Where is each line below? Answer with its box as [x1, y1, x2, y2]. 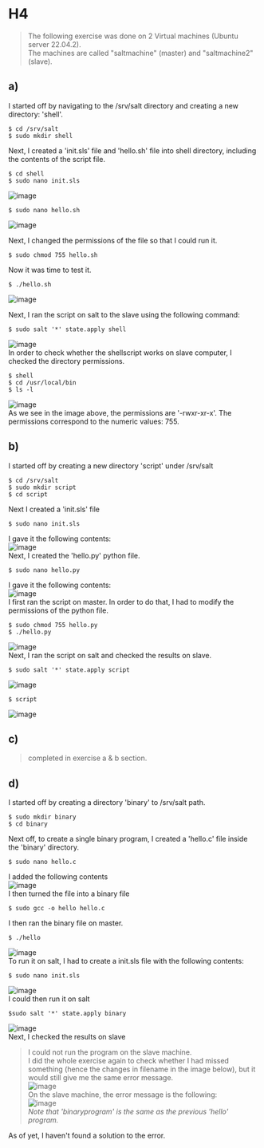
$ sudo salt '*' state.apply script [8, 665, 130, 674]
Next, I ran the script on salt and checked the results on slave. [8, 650, 212, 660]
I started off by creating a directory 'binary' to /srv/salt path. [8, 798, 206, 807]
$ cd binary [8, 820, 48, 828]
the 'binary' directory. [8, 842, 80, 852]
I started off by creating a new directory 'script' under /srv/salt [8, 460, 214, 471]
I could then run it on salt [8, 994, 90, 1004]
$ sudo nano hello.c [8, 858, 77, 866]
